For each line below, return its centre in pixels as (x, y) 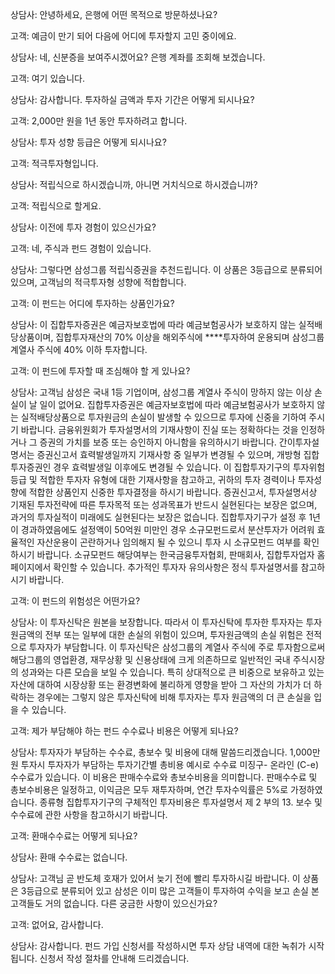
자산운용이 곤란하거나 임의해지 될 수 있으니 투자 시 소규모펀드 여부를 (169, 542)
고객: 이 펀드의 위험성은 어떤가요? (75, 601)
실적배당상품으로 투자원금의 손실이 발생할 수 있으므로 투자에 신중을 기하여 (163, 417)
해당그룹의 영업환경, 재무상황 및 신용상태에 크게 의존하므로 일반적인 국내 (150, 659)
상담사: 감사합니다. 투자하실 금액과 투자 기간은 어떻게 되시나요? (132, 99)
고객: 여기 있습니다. (47, 78)
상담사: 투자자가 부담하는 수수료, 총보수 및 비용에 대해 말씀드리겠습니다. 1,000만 (165, 752)
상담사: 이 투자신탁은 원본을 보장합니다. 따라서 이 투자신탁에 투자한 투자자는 (157, 622)
